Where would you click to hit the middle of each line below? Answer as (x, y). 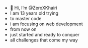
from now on (23, 29)
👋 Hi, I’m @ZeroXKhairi (33, 8)
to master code (26, 18)
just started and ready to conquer (45, 35)
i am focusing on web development (46, 24)
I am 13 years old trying (34, 13)
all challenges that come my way (44, 40)
